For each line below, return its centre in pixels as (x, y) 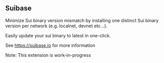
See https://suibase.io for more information (50, 45)
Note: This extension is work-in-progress (48, 55)
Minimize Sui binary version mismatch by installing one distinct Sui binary (82, 20)
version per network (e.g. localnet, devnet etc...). (56, 26)
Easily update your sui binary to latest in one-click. (58, 35)
